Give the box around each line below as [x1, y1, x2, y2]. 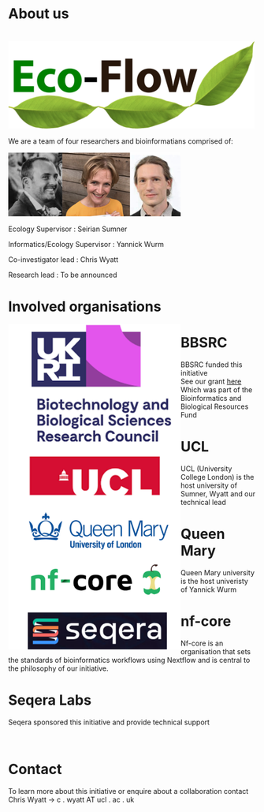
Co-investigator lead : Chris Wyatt [8, 255, 119, 264]
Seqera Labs [8, 691, 92, 709]
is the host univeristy [180, 577, 248, 586]
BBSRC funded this [180, 360, 243, 369]
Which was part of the [180, 385, 253, 395]
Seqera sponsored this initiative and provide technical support [8, 717, 210, 727]
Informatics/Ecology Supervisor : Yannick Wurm [8, 240, 164, 249]
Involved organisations [8, 297, 162, 316]
